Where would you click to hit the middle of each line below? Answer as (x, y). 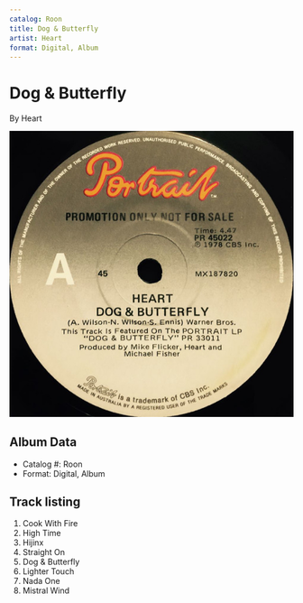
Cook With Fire (50, 524)
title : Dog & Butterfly (54, 28)
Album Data (43, 442)
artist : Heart (36, 38)
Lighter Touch (48, 571)
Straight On (44, 552)
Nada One (41, 581)
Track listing (45, 501)
